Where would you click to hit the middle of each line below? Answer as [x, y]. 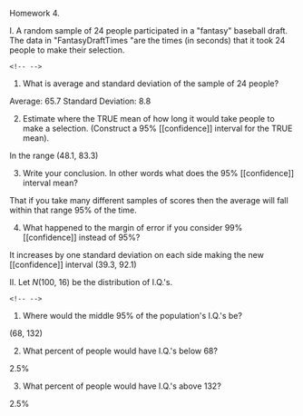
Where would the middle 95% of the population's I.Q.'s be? [132, 316]
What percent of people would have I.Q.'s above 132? [122, 386]
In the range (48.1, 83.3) [54, 155]
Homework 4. [35, 13]
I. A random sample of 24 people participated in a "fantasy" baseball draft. [149, 30]
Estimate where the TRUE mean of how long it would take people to [148, 119]
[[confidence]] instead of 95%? [81, 237]
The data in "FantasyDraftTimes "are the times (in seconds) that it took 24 [147, 40]
